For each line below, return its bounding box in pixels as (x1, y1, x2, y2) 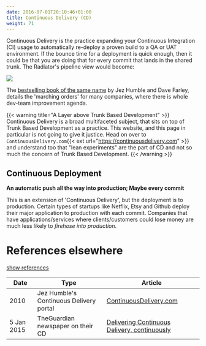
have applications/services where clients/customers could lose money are (6, 216, 194, 224)
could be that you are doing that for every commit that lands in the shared (6, 56, 193, 64)
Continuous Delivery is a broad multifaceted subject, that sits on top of (6, 118, 185, 126)
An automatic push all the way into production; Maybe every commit (6, 184, 185, 192)
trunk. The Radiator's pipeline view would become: (6, 63, 135, 70)
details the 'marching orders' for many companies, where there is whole (6, 93, 188, 100)
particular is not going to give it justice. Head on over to (6, 131, 147, 138)
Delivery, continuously (106, 326, 171, 334)
